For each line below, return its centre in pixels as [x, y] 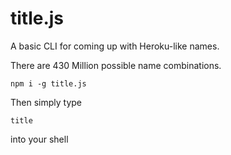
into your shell [39, 139]
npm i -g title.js [48, 83]
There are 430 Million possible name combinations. [116, 65]
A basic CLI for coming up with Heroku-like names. [115, 46]
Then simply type [46, 102]
